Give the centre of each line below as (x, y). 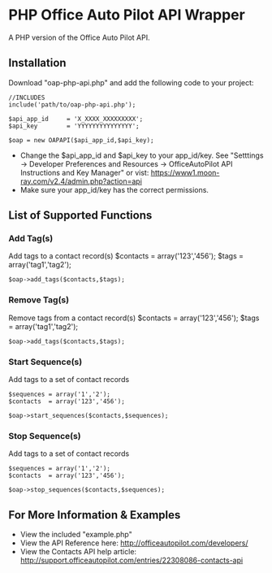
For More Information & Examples (95, 515)
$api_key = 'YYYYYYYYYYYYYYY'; (74, 126)
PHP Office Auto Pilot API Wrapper (127, 15)
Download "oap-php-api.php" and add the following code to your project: (131, 82)
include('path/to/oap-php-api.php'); (72, 104)
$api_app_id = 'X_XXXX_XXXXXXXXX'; (76, 119)
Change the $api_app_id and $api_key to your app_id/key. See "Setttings (142, 155)
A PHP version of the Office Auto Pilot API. (79, 37)
